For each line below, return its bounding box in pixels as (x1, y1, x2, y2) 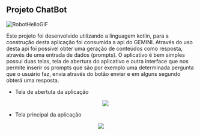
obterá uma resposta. (6, 76, 59, 84)
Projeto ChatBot (6, 5, 67, 15)
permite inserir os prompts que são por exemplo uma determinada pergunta (6, 64, 194, 71)
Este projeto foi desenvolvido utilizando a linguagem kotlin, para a (6, 32, 169, 39)
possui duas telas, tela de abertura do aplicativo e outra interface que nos (6, 57, 189, 65)
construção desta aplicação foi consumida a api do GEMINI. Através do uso (6, 38, 193, 45)
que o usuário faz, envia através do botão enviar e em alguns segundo (6, 70, 181, 77)
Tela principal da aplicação (14, 111, 82, 118)
